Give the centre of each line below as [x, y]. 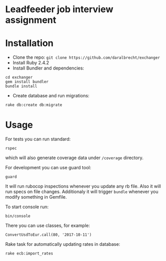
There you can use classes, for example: [48, 226]
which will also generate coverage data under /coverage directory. [74, 158]
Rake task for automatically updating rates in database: [63, 244]
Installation [29, 43]
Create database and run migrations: [51, 96]
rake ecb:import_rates [29, 254]
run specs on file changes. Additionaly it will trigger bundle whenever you [82, 192]
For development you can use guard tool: [48, 168]
